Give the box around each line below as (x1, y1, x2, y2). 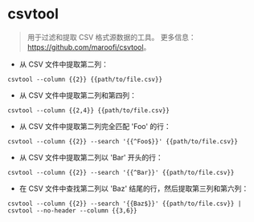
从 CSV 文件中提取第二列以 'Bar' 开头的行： (18, 152, 164, 162)
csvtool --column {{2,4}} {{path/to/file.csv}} (7, 106, 170, 115)
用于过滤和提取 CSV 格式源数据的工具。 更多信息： (27, 32, 196, 42)
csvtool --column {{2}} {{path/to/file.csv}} (7, 75, 162, 83)
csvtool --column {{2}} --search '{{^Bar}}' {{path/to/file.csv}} (7, 168, 235, 176)
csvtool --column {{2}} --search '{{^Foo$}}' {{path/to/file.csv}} (7, 137, 239, 145)
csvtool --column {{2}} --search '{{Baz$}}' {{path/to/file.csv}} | (7, 200, 242, 208)
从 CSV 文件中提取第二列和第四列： (18, 90, 137, 100)
